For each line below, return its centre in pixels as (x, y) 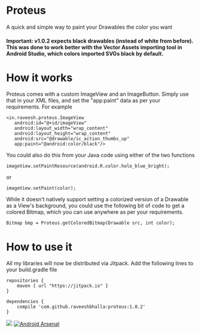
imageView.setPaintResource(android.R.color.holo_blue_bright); (88, 166)
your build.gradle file (32, 270)
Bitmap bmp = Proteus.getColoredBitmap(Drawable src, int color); (91, 223)
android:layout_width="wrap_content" (61, 128)
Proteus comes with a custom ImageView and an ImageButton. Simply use (98, 94)
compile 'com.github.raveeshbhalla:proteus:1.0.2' (81, 307)
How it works (39, 78)
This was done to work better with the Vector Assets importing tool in (94, 47)
